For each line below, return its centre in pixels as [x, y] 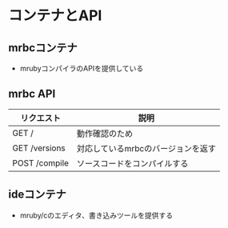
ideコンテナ [37, 195]
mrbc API [32, 94]
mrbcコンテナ [43, 48]
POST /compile [41, 162]
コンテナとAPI [55, 16]
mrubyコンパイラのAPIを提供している [82, 68]
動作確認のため [105, 134]
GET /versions [39, 148]
